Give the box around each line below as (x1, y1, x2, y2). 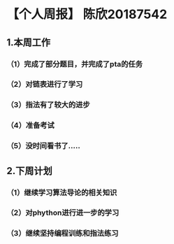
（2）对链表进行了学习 (6, 80, 83, 89)
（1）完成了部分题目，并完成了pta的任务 (6, 59, 143, 69)
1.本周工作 (6, 36, 51, 48)
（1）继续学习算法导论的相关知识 (6, 187, 117, 197)
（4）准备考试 (6, 120, 55, 130)
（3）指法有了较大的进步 (6, 100, 90, 110)
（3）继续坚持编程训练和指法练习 (6, 229, 119, 238)
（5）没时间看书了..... (6, 141, 81, 151)
